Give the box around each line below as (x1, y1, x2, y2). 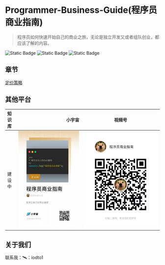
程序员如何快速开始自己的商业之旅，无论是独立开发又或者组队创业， (17, 34, 155, 40)
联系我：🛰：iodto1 (5, 255, 43, 261)
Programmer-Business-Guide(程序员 (5, 4, 157, 16)
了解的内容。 (26, 40, 52, 46)
